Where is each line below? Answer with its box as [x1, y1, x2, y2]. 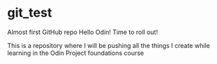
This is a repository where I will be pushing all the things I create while [7, 41, 211, 49]
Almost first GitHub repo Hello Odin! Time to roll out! [7, 28, 158, 36]
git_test [7, 5, 53, 21]
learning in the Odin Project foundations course [7, 49, 144, 57]
